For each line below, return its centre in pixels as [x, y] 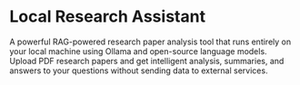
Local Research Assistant [108, 17]
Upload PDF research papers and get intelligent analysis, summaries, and [147, 61]
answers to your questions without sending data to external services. [139, 71]
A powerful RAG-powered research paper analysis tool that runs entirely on [150, 42]
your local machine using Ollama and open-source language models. [138, 51]
